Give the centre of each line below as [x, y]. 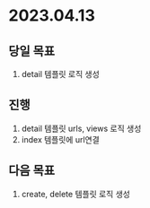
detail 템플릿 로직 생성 [60, 74]
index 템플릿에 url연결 [60, 139]
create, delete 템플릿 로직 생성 [76, 194]
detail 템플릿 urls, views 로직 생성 [81, 128]
